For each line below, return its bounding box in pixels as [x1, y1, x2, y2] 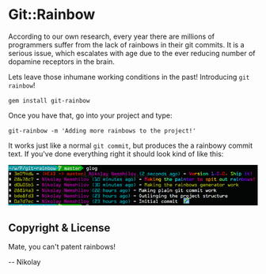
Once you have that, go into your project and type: [8, 111, 173, 120]
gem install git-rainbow [8, 96, 90, 104]
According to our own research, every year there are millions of [8, 32, 215, 41]
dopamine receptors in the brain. [8, 57, 115, 66]
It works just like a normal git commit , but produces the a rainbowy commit [8, 141, 253, 150]
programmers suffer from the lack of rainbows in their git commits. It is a [8, 39, 245, 49]
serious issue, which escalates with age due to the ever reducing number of [8, 48, 256, 58]
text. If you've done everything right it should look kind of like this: [8, 148, 224, 159]
